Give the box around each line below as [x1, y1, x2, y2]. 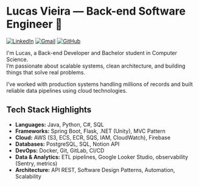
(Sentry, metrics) [15, 160, 58, 167]
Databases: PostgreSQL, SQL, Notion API [15, 140, 120, 148]
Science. [6, 55, 29, 63]
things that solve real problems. [6, 68, 85, 76]
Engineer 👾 [6, 17, 63, 31]
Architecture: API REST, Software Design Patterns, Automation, [15, 166, 175, 173]
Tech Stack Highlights [6, 105, 92, 115]
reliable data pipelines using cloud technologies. [6, 87, 128, 94]
